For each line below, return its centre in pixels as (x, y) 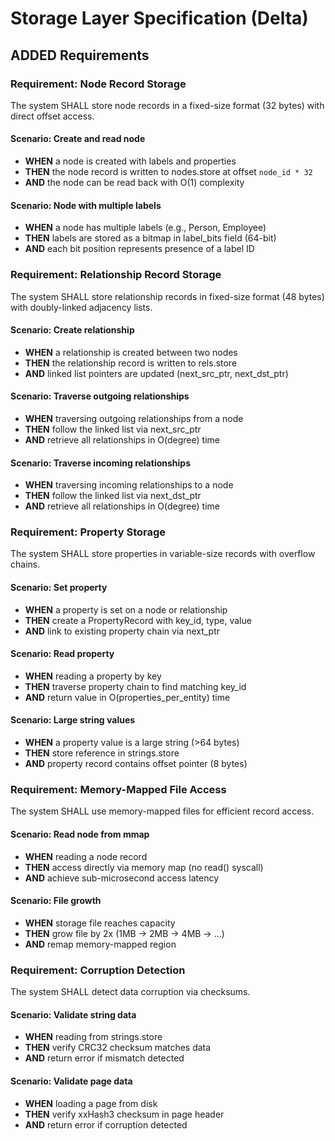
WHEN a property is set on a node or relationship (126, 609)
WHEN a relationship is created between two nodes (131, 352)
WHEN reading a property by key (93, 676)
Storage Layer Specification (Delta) (159, 18)
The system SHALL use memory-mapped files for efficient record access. (162, 811)
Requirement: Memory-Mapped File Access (118, 790)
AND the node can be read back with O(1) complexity (134, 183)
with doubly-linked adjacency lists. (81, 307)
